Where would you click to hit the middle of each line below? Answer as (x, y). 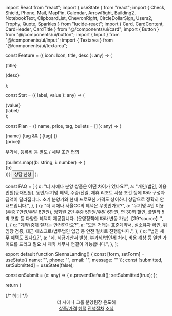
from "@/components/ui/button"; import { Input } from (62, 35)
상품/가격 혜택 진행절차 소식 (86, 308)
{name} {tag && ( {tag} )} (32, 136)
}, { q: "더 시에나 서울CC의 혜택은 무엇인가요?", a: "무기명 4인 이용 (98, 205)
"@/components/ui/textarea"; (36, 45)
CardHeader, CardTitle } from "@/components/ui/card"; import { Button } (82, 29)
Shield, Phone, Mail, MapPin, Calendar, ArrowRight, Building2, (71, 13)
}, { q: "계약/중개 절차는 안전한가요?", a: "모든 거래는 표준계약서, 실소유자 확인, (84, 225)
